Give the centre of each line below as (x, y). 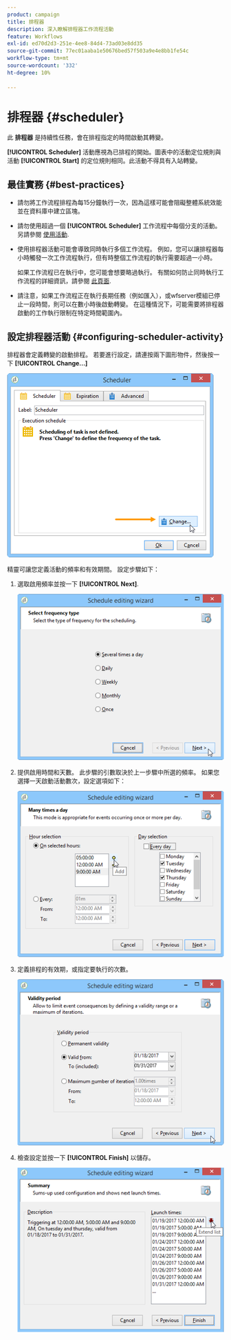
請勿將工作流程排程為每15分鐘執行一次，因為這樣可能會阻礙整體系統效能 (119, 203)
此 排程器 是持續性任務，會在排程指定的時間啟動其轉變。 (87, 137)
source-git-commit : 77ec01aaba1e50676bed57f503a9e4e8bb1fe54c (98, 51)
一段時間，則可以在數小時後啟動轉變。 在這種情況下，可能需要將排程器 (123, 304)
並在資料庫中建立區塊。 (50, 211)
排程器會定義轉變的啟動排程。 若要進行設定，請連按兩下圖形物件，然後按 (110, 354)
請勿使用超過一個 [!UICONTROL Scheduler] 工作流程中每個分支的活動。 (119, 226)
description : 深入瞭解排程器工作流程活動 (60, 29)
